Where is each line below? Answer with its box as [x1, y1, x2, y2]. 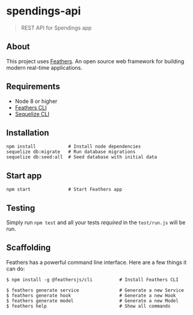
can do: [6, 265, 25, 272]
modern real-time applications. [6, 64, 83, 71]
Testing [6, 203, 35, 213]
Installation [6, 128, 49, 138]
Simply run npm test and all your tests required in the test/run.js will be [6, 219, 186, 226]
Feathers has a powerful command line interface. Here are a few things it [6, 258, 187, 266]
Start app [6, 170, 42, 181]
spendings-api [6, 4, 81, 18]
